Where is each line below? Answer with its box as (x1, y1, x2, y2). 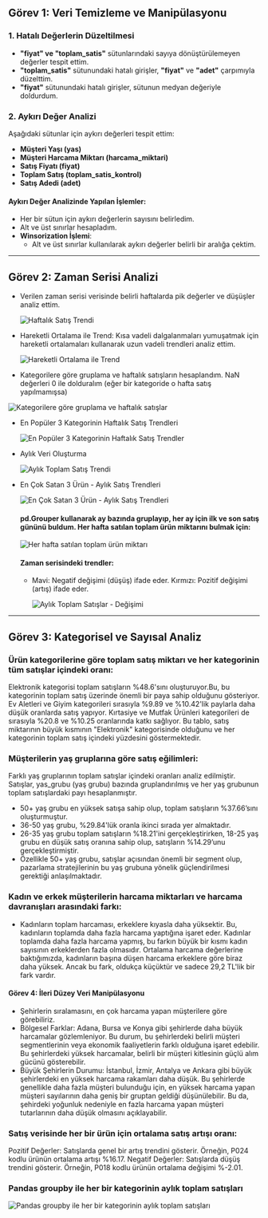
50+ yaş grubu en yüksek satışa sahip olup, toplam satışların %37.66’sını (19, 803, 258, 813)
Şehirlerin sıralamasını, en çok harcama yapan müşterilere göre (19, 1006, 227, 1015)
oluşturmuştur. (19, 812, 68, 822)
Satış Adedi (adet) (19, 178, 81, 187)
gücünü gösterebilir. (19, 1057, 86, 1066)
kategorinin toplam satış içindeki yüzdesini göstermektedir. (8, 733, 202, 743)
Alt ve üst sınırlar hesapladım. (19, 223, 117, 232)
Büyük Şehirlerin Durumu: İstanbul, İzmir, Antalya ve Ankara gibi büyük (19, 1065, 253, 1075)
